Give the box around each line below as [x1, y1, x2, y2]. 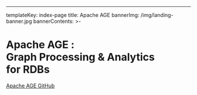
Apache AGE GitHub [6, 82, 55, 89]
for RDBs [6, 63, 50, 76]
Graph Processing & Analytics [6, 51, 155, 64]
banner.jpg [6, 18, 32, 24]
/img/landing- [140, 12, 174, 18]
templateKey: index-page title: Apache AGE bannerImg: [6, 12, 140, 18]
